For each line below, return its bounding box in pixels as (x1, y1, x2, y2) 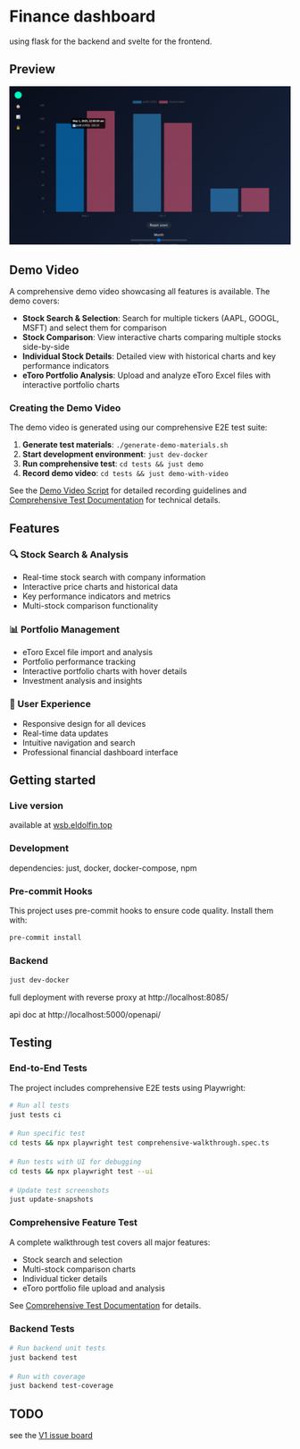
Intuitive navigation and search (21, 737, 136, 748)
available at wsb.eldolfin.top (9, 820, 113, 831)
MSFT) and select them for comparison (21, 322, 167, 333)
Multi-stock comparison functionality (21, 601, 159, 611)
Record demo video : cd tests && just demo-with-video (21, 468, 229, 479)
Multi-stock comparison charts (21, 1264, 137, 1274)
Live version (9, 799, 64, 812)
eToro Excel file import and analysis (21, 647, 154, 658)
